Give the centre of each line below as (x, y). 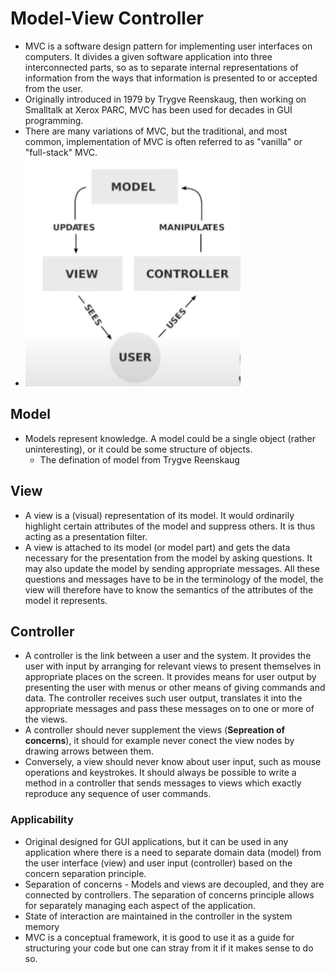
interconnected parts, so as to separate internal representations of (161, 67)
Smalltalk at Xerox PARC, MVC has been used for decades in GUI (158, 109)
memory (42, 926)
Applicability (42, 820)
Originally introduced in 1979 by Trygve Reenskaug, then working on (165, 99)
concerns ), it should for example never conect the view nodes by (159, 741)
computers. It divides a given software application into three (148, 56)
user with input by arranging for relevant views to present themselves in (173, 666)
